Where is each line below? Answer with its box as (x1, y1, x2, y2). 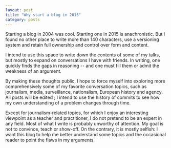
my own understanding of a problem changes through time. (5, 100, 131, 106)
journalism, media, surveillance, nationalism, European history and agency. (5, 89, 163, 95)
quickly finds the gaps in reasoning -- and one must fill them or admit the (5, 62, 160, 69)
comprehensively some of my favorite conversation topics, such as (5, 83, 147, 90)
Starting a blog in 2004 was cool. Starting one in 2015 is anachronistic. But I (5, 31, 165, 37)
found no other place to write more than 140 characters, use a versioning (5, 36, 159, 43)
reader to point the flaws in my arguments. (5, 137, 95, 143)
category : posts (5, 17, 40, 22)
